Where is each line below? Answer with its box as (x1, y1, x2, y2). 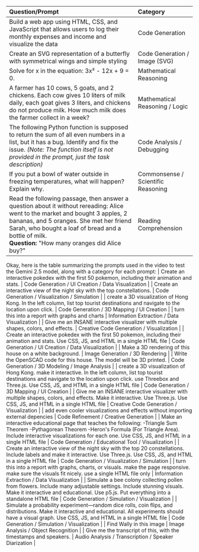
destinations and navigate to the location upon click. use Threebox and (6, 376, 179, 382)
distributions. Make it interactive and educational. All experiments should (6, 508, 184, 515)
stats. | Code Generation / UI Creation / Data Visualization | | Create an (6, 280, 178, 288)
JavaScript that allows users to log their (9, 25, 120, 33)
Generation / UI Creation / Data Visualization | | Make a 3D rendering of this (6, 344, 190, 351)
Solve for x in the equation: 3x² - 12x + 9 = (9, 67, 129, 75)
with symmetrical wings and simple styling (9, 57, 127, 65)
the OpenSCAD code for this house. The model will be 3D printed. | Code (6, 357, 185, 363)
